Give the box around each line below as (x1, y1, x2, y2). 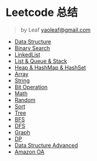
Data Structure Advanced (14, 141, 78, 149)
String (14, 77, 30, 84)
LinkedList (14, 51, 41, 58)
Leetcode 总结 (5, 5, 78, 20)
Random (14, 96, 36, 104)
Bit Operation (14, 83, 48, 90)
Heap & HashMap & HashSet (14, 63, 86, 71)
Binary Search (14, 44, 50, 52)
